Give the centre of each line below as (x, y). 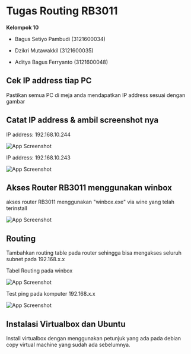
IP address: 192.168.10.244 (39, 134)
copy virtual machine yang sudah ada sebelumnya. (68, 344)
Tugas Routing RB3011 (62, 11)
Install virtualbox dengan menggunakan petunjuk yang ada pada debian (94, 338)
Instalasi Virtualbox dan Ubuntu (66, 324)
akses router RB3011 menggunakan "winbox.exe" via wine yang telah (90, 202)
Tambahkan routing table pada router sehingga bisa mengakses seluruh (94, 253)
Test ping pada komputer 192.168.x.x (51, 294)
